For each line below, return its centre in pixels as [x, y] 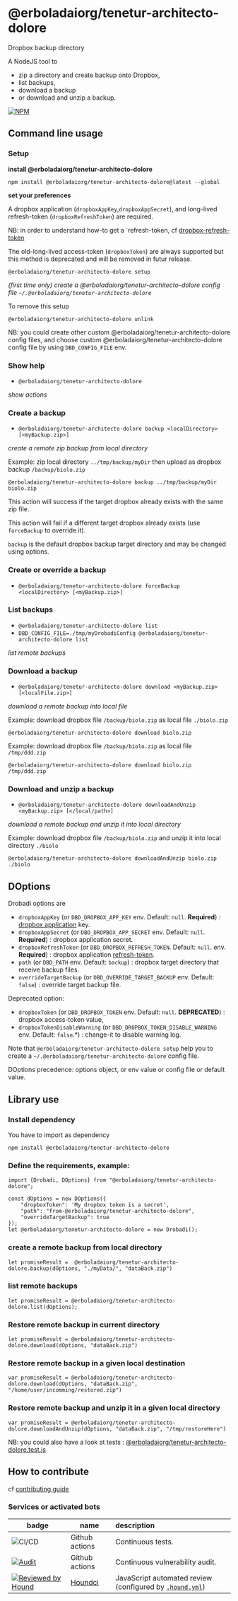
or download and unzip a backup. [67, 98]
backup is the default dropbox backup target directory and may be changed [117, 544]
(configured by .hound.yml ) [160, 1587]
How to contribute [49, 1472]
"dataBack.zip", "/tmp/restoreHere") [171, 1429]
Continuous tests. [144, 1542]
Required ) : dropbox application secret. [76, 940]
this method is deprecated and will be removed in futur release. [100, 259]
